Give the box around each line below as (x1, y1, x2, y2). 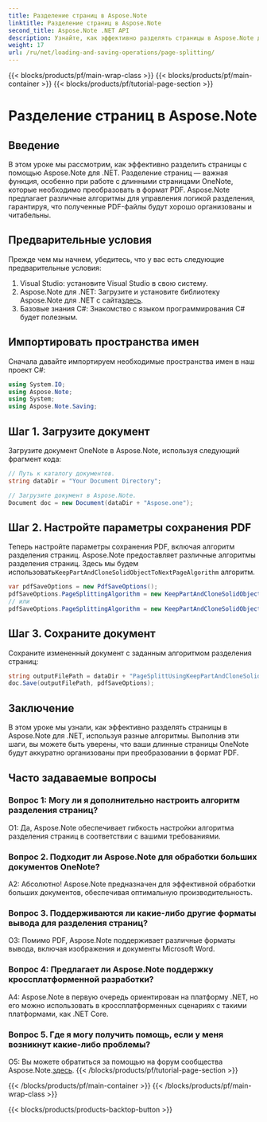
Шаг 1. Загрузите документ (8, 424, 150, 438)
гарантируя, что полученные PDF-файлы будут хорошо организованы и (8, 202, 253, 211)
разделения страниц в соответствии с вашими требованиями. (8, 831, 221, 841)
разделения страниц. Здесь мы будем (8, 559, 139, 569)
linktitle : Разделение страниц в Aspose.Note (8, 19, 161, 27)
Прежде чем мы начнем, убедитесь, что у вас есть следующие (8, 254, 225, 264)
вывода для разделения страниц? (8, 917, 149, 928)
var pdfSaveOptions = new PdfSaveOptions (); (8, 583, 158, 591)
